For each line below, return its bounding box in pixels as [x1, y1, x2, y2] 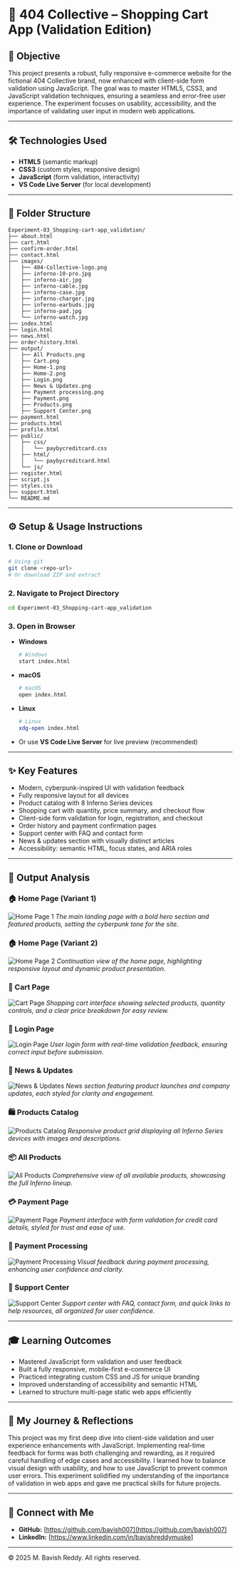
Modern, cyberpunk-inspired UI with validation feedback [18, 783, 184, 792]
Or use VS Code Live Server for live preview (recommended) [18, 737, 198, 746]
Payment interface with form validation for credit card [59, 1215, 218, 1225]
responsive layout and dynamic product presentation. [8, 964, 166, 973]
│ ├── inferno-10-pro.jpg [8, 270, 92, 277]
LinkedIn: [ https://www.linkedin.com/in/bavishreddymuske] [18, 1533, 194, 1542]
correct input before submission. [8, 1048, 104, 1056]
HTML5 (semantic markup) [18, 157, 98, 166]
